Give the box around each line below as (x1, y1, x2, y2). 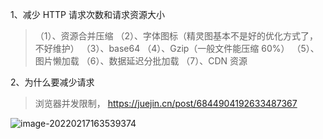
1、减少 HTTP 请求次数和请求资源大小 (10, 9, 165, 20)
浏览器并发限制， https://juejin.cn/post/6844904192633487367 (34, 98, 298, 109)
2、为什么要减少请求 (10, 76, 95, 88)
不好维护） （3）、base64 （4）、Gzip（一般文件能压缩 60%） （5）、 (34, 43, 320, 54)
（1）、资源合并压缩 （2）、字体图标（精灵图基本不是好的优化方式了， (34, 30, 318, 42)
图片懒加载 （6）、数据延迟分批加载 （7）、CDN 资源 (34, 55, 248, 67)
